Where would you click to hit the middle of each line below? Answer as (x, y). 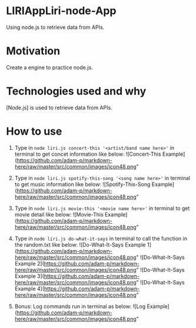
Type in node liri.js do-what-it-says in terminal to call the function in (101, 238)
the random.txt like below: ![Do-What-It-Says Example (80, 245)
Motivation (33, 51)
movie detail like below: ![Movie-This (59, 214)
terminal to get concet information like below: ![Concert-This (88, 154)
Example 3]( (29, 276)
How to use (34, 132)
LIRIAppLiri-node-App (61, 11)
